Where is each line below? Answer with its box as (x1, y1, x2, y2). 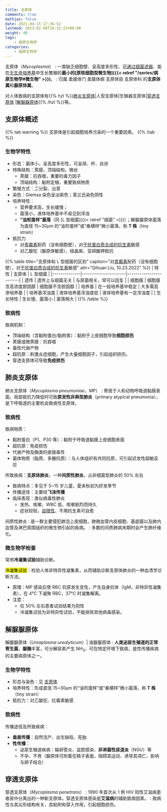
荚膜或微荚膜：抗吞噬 (12, 338, 56, 344)
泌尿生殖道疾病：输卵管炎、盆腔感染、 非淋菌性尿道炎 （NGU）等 (19, 747, 152, 753)
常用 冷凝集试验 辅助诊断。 (5, 557, 58, 563)
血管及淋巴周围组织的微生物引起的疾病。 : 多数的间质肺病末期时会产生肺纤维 (5, 525, 162, 531)
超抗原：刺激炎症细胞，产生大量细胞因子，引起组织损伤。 (12, 351, 130, 357)
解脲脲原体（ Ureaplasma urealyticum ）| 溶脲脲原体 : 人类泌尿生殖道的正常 (5, 639, 158, 645)
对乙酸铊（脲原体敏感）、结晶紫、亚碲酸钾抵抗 (19, 248, 114, 254)
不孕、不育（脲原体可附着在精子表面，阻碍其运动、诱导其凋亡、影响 (19, 753, 160, 759)
